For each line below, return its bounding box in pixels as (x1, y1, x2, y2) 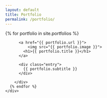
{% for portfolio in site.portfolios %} (5, 31, 79, 37)
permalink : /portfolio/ (5, 17, 55, 22)
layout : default (5, 7, 39, 13)
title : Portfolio (5, 12, 42, 17)
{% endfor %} (10, 84, 37, 89)
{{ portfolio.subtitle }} (23, 66, 78, 72)
